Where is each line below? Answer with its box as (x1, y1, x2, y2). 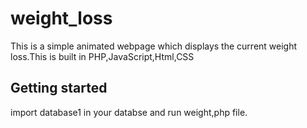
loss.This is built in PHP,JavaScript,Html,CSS (10, 50, 195, 62)
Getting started (10, 80, 108, 97)
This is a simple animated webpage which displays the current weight (10, 40, 298, 52)
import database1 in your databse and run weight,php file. (10, 106, 248, 118)
